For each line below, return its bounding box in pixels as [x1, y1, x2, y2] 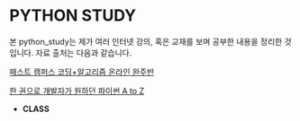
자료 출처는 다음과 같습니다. [35, 47, 132, 58]
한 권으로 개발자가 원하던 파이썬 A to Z [9, 85, 145, 96]
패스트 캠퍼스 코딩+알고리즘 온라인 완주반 [9, 66, 155, 77]
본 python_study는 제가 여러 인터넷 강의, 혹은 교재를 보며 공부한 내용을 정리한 [9, 36, 283, 47]
